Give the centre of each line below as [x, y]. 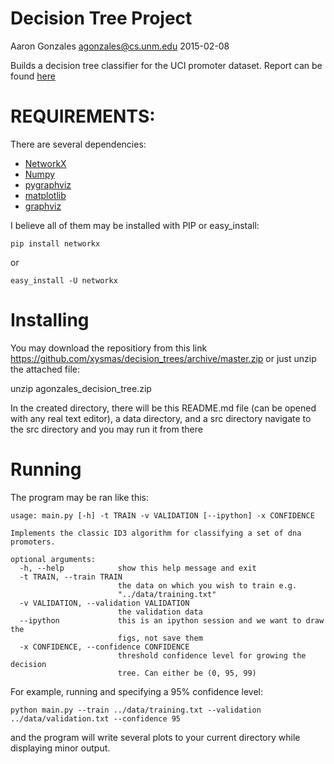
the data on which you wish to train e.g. [207, 585]
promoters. [33, 542]
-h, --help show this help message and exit [138, 568]
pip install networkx [55, 243]
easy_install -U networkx [64, 280]
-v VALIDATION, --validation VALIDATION [104, 603]
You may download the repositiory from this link [109, 348]
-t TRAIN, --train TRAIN [71, 577]
